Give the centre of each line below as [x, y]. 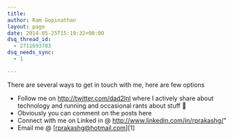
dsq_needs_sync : [31, 53]
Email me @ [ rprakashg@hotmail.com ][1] [76, 128]
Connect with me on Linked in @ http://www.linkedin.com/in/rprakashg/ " [122, 120]
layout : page [26, 26]
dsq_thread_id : [29, 40]
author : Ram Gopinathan [42, 20]
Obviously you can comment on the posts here [84, 113]
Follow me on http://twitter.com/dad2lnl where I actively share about [115, 98]
